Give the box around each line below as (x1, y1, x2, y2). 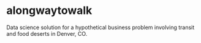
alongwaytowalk (6, 4, 93, 18)
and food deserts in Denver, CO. (6, 30, 88, 37)
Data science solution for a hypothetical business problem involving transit (6, 24, 195, 31)
